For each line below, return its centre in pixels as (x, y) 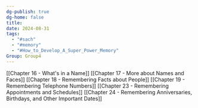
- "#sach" (24, 39)
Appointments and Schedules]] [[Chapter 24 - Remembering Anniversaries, (99, 92)
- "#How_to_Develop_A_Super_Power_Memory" (65, 51)
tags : (13, 34)
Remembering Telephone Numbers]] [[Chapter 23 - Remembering (88, 86)
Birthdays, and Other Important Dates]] (54, 98)
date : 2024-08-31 (28, 28)
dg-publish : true (28, 12)
